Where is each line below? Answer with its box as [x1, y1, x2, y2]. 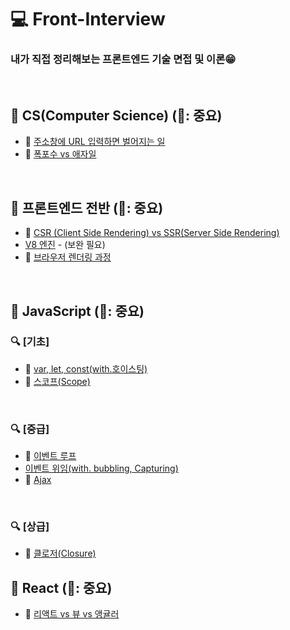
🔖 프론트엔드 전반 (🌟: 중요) [10, 199, 164, 216]
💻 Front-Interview [10, 8, 166, 31]
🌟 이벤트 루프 [24, 450, 77, 462]
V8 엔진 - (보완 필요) [24, 239, 106, 251]
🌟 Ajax [24, 474, 52, 486]
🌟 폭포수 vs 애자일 [24, 148, 97, 160]
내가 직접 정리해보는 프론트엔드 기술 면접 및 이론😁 [10, 52, 237, 66]
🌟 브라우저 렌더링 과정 [24, 251, 112, 263]
